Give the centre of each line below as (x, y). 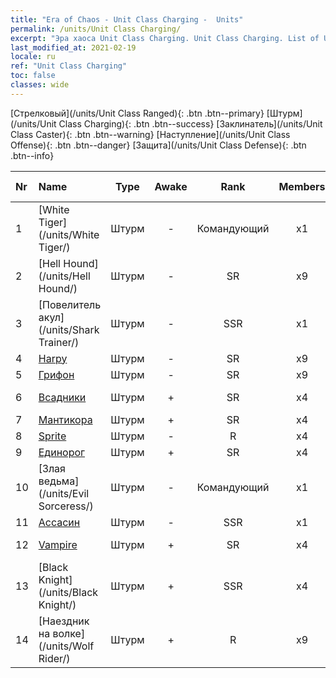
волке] (69, 633)
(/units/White (69, 234)
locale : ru (33, 57)
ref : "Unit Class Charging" (69, 66)
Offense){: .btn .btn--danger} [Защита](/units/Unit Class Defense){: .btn (158, 145)
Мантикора (65, 419)
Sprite (52, 436)
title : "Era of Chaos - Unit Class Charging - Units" (127, 19)
